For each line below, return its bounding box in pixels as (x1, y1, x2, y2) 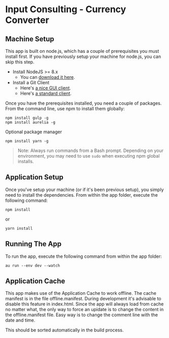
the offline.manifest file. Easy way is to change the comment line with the (5, 312, 158, 318)
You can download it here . (20, 74, 75, 80)
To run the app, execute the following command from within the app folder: (5, 253, 162, 259)
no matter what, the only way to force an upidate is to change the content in (5, 306, 164, 313)
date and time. (5, 317, 36, 323)
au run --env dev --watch (5, 263, 60, 268)
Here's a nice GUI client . (20, 85, 71, 91)
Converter (5, 14, 49, 26)
